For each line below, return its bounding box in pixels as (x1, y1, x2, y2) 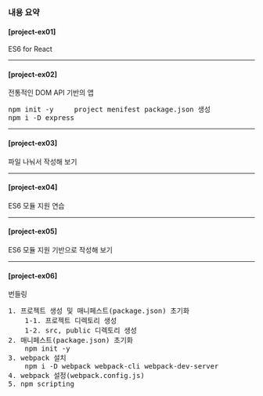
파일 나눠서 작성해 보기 (8, 157, 77, 166)
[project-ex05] (8, 227, 57, 236)
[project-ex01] (8, 27, 56, 36)
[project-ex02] (8, 69, 57, 79)
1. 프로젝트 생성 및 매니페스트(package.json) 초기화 (8, 307, 190, 315)
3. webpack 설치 (8, 354, 67, 362)
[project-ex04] (8, 183, 58, 192)
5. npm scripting (8, 380, 74, 389)
